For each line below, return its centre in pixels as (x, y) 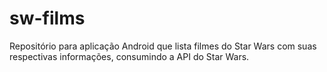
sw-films (47, 18)
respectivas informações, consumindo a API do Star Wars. (129, 56)
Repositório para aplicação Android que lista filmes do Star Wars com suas (163, 46)
